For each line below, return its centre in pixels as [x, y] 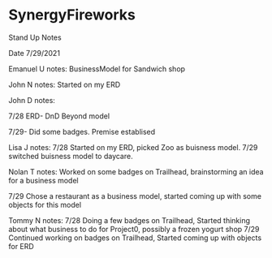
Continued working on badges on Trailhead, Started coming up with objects [135, 238]
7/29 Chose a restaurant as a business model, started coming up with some [135, 196]
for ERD [21, 246]
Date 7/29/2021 [35, 53]
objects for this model [45, 204]
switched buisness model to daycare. [71, 156]
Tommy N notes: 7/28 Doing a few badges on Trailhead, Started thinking [129, 220]
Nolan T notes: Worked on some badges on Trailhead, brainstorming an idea [136, 171]
